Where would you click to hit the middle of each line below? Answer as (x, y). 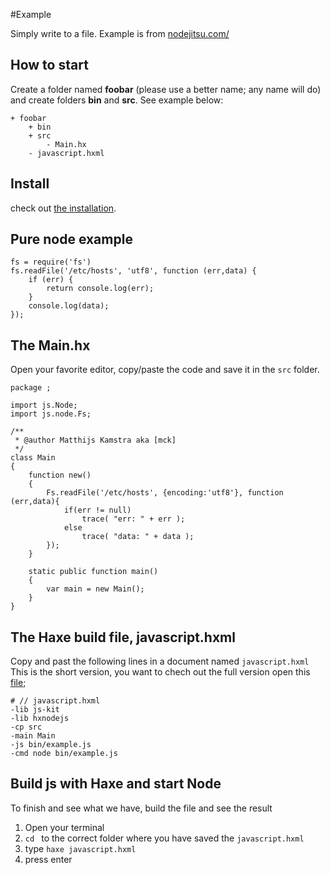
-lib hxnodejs (40, 719)
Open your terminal (64, 827)
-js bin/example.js (51, 745)
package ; (31, 388)
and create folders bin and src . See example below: (117, 100)
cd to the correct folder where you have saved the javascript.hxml (164, 838)
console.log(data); (69, 306)
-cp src (26, 727)
